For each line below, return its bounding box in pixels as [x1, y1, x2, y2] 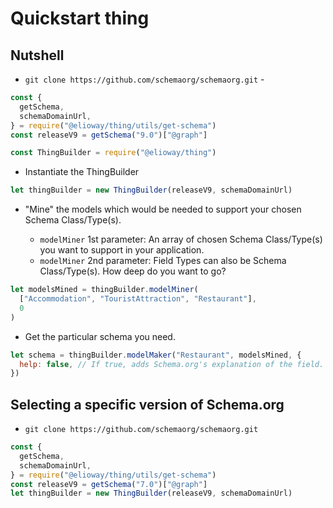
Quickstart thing [10, 7, 150, 30]
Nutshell [10, 47, 65, 64]
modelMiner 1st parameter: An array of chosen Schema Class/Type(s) [39, 233, 323, 246]
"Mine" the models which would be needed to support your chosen [24, 203, 302, 216]
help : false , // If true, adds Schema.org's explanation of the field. [19, 359, 325, 369]
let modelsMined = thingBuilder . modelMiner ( [10, 285, 199, 295]
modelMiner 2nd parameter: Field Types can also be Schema [39, 255, 287, 267]
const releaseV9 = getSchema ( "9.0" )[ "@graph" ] [10, 130, 208, 140]
